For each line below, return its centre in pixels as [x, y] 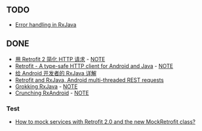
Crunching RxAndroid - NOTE [52, 93]
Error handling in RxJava [46, 24]
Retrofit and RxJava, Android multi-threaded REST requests [89, 80]
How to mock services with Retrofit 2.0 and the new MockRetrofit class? [105, 121]
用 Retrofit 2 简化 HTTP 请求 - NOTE [60, 59]
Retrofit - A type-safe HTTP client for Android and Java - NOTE [94, 65]
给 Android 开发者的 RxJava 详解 [56, 73]
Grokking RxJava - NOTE [46, 86]
